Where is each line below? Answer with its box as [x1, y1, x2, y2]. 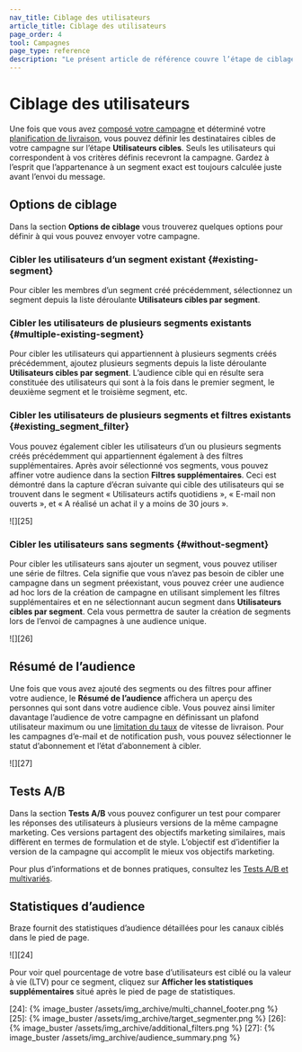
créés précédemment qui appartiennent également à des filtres [9, 450, 244, 461]
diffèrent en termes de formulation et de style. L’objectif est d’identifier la [9, 836, 280, 847]
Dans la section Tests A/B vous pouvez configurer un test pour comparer [9, 807, 281, 818]
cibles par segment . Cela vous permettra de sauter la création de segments [9, 606, 291, 617]
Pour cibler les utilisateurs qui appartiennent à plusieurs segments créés [9, 348, 277, 360]
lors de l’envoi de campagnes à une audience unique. [9, 615, 207, 626]
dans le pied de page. [9, 932, 90, 943]
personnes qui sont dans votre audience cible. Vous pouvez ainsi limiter [9, 702, 276, 713]
